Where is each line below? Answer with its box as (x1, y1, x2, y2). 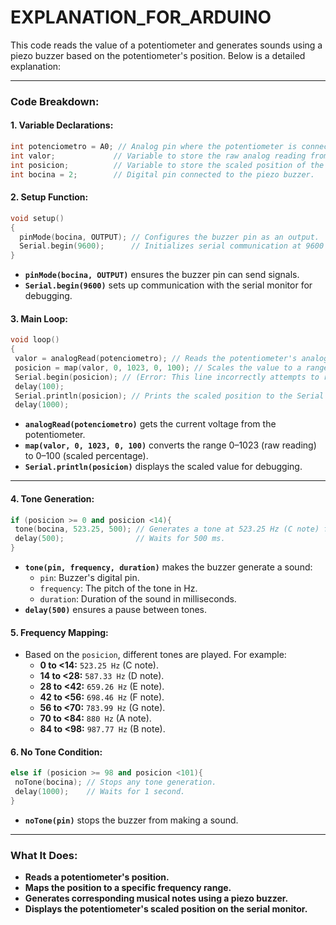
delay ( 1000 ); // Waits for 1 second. (14, 787, 186, 797)
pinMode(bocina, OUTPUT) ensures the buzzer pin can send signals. (24, 269, 300, 281)
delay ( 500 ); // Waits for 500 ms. (14, 534, 226, 544)
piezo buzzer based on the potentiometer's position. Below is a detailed (10, 49, 306, 61)
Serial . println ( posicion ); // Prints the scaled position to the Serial (14, 391, 325, 401)
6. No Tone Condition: (10, 746, 103, 758)
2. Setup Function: (10, 191, 89, 203)
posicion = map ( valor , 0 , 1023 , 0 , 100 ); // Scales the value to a (14, 362, 302, 373)
